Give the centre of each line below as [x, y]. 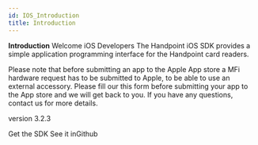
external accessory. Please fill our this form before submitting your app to [128, 86]
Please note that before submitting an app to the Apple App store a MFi [124, 69]
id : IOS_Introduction [44, 15]
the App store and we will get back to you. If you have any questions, [121, 94]
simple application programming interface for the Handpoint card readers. [129, 54]
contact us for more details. [53, 103]
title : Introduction [42, 23]
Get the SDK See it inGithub [53, 134]
